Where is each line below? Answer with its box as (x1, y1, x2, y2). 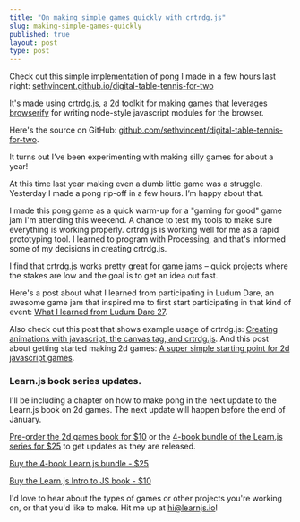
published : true (9, 30, 70, 39)
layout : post (9, 38, 58, 47)
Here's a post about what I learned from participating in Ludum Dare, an (9, 287, 275, 298)
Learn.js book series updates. (9, 375, 141, 388)
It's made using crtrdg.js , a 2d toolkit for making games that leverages (9, 98, 268, 108)
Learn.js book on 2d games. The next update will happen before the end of (9, 405, 286, 415)
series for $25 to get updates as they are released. (9, 441, 196, 452)
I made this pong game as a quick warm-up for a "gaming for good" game (9, 205, 282, 216)
